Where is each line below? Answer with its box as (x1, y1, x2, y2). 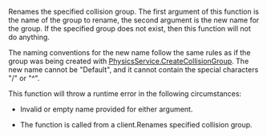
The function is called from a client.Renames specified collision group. (19, 120, 253, 129)
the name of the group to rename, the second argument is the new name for (8, 15, 260, 25)
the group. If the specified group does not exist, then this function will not (8, 24, 251, 33)
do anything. (8, 32, 51, 42)
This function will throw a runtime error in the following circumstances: (8, 89, 242, 99)
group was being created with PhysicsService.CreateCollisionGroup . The (8, 56, 249, 66)
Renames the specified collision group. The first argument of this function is (8, 7, 259, 16)
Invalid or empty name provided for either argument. (19, 104, 193, 114)
